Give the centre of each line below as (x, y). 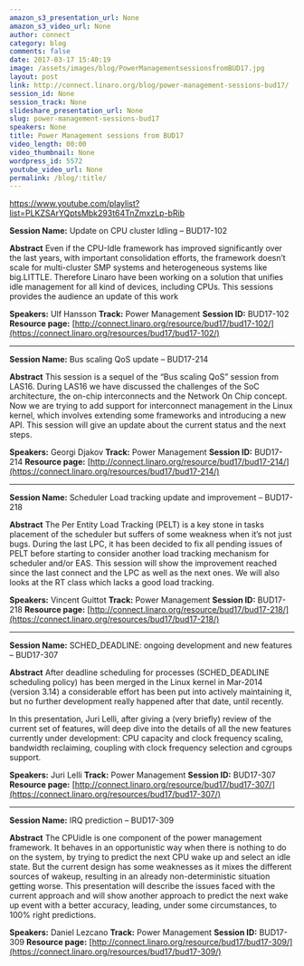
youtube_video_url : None (56, 169)
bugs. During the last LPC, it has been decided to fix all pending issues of (146, 544)
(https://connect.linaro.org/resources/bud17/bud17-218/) (114, 619)
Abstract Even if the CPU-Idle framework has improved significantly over (146, 248)
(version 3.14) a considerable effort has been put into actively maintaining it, (151, 692)
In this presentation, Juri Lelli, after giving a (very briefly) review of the (140, 719)
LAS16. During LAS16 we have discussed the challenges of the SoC (134, 387)
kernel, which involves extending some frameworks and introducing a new (148, 415)
